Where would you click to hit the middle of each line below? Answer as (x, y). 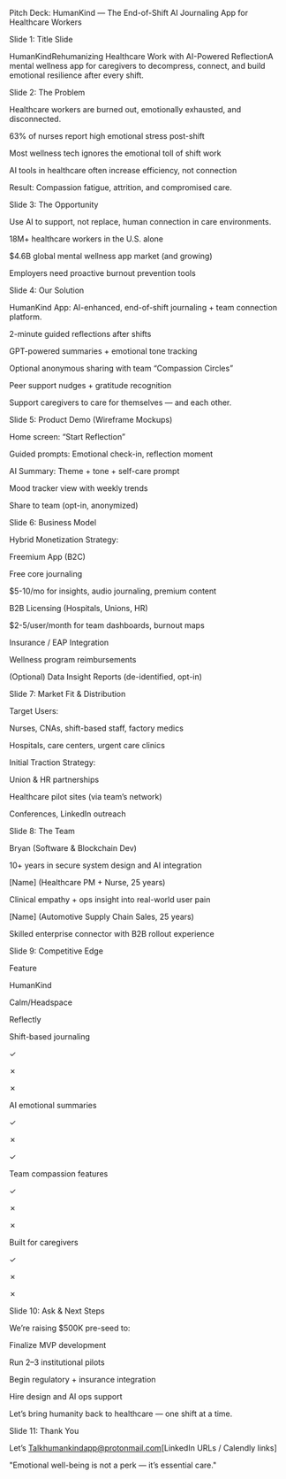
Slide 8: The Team (42, 831)
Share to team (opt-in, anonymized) (74, 505)
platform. (26, 317)
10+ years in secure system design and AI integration (106, 865)
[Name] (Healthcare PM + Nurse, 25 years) (87, 882)
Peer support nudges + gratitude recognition (90, 385)
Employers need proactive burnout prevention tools (102, 273)
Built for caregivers (44, 1242)
